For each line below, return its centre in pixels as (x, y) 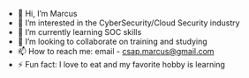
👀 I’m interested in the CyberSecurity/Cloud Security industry (128, 23)
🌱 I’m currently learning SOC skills (79, 32)
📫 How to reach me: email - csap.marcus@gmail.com (116, 51)
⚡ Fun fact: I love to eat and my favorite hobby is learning (121, 64)
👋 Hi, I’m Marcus (47, 14)
